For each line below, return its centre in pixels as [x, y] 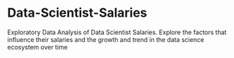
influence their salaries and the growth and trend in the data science [106, 39]
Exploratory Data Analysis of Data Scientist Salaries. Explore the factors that [117, 32]
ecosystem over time [37, 47]
